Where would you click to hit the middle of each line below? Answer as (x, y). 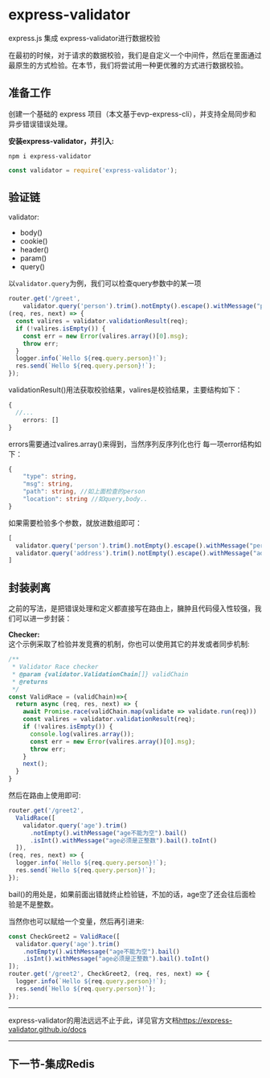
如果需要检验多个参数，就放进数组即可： (75, 523)
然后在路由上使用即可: (45, 795)
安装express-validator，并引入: (61, 141)
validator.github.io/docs (47, 1029)
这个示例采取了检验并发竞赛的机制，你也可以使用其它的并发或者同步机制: (129, 644)
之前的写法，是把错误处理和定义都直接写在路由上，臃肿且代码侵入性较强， (131, 609)
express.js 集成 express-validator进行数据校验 (84, 38)
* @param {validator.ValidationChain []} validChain (100, 674)
